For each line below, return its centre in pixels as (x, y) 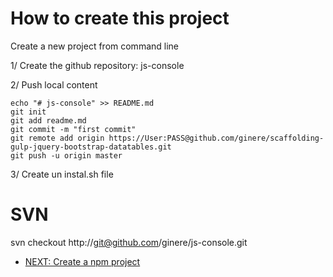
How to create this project (120, 18)
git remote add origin (57, 138)
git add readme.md (48, 120)
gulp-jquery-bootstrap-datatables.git (91, 147)
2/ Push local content (54, 84)
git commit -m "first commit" (73, 129)
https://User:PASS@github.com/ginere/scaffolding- (216, 138)
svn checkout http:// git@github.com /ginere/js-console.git (129, 242)
